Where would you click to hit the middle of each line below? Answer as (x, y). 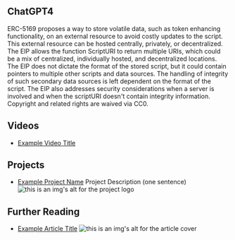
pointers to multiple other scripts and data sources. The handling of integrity (118, 73)
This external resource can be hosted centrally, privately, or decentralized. (115, 43)
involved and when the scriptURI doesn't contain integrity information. (109, 96)
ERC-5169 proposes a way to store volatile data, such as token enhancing (114, 28)
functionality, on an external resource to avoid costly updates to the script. (115, 36)
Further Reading (44, 211)
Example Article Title (47, 229)
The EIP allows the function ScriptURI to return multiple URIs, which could (114, 51)
